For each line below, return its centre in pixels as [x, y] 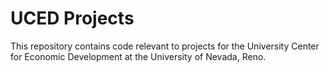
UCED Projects [72, 18]
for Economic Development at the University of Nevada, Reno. [138, 56]
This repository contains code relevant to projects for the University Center [165, 46]
